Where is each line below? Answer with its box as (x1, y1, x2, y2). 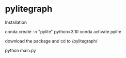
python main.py (5, 47, 36, 53)
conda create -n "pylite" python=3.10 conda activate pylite (5, 29, 122, 34)
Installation (5, 19, 27, 25)
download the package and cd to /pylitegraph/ (5, 38, 98, 44)
